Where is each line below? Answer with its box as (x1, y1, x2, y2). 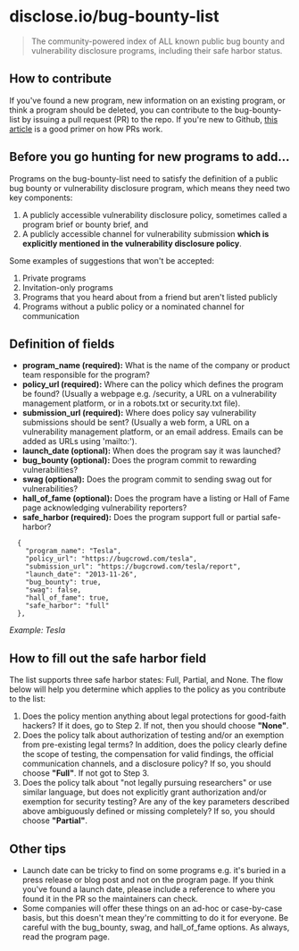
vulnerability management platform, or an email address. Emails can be (21, 426, 284, 437)
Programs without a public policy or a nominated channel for (21, 301, 245, 312)
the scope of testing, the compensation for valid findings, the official (21, 749, 274, 760)
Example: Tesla (9, 625, 65, 635)
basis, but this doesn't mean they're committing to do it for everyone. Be (21, 913, 289, 922)
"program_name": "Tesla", (25, 547, 122, 556)
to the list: (9, 694, 46, 704)
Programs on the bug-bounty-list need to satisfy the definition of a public (9, 173, 278, 184)
